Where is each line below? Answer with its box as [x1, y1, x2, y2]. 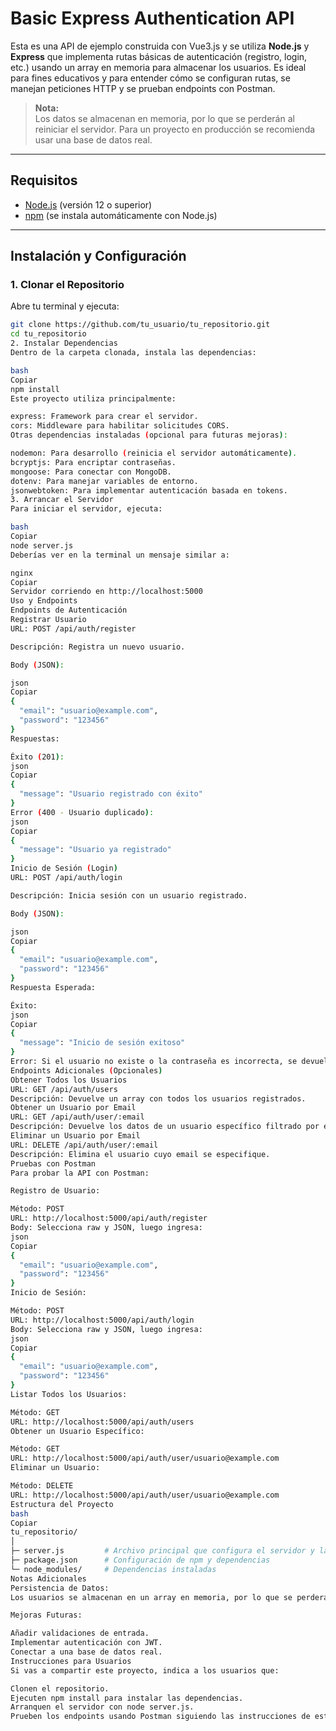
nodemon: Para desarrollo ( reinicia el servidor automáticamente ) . [10, 448, 298, 459]
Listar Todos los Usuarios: [10, 1389, 128, 1399]
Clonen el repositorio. [10, 1683, 110, 1694]
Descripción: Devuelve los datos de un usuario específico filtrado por [10, 1122, 320, 1132]
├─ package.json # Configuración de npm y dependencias [10, 1555, 271, 1566]
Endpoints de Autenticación [10, 605, 128, 616]
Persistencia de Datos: [10, 1583, 110, 1593]
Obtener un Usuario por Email [10, 1103, 137, 1113]
